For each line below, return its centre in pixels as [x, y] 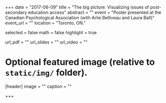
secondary [16, 12]
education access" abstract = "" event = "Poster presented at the [95, 12]
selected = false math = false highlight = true [51, 32]
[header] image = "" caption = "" [38, 86]
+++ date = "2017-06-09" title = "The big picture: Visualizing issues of [77, 7]
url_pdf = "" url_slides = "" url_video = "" [46, 42]
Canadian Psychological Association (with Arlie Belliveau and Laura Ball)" [80, 18]
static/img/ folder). [46, 73]
